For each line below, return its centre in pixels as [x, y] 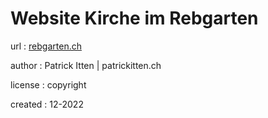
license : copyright [48, 84]
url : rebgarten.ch [46, 46]
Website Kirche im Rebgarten [134, 18]
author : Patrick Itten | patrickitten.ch [86, 65]
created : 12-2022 [47, 104]
